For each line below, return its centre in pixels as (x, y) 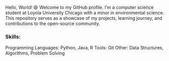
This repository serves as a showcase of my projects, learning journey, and (84, 18)
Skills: (13, 37)
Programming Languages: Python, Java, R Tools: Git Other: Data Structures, (84, 48)
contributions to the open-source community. (53, 23)
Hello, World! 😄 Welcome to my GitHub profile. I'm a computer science (79, 7)
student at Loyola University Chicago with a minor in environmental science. (85, 13)
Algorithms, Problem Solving (35, 53)
